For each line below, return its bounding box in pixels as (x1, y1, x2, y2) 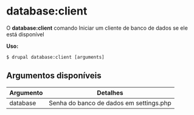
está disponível (6, 30, 44, 38)
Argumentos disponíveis (6, 71, 102, 81)
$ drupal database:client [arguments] (6, 54, 105, 60)
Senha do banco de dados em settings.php (48, 99, 171, 107)
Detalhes (97, 88, 123, 97)
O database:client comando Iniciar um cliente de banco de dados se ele (6, 24, 189, 31)
